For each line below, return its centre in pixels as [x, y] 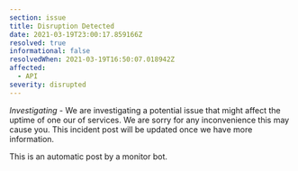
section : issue [38, 18]
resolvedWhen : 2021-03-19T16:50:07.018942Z [92, 59]
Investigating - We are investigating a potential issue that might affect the [145, 110]
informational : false [50, 51]
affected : [28, 68]
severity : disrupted [48, 85]
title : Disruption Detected [62, 26]
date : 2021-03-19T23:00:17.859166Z [76, 34]
